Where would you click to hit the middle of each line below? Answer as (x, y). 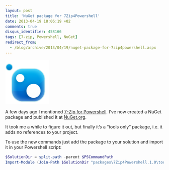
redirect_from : (21, 43)
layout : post (19, 11)
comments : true (21, 27)
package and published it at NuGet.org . (46, 117)
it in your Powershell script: (33, 147)
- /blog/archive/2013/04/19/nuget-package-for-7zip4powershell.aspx (83, 48)
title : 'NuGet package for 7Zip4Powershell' (53, 16)
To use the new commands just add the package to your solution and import (84, 142)
